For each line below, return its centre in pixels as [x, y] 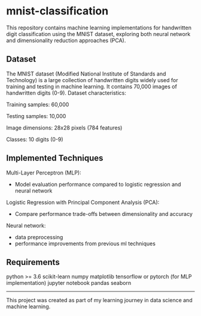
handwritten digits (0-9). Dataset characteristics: [66, 93]
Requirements [33, 262]
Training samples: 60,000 [38, 104]
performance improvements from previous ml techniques [85, 243]
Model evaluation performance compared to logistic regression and [98, 184]
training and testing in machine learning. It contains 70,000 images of [92, 86]
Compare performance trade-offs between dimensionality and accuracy [104, 213]
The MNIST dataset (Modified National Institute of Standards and [86, 74]
